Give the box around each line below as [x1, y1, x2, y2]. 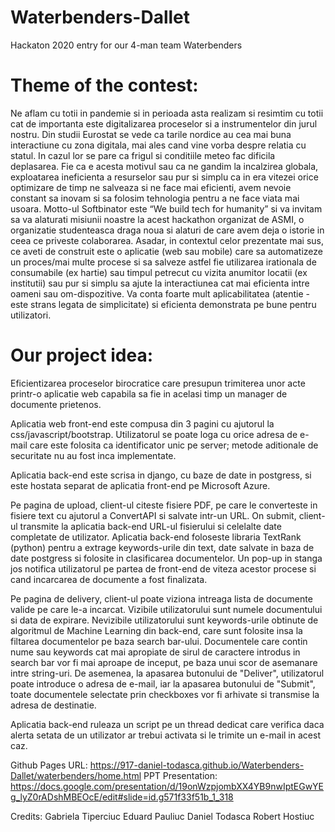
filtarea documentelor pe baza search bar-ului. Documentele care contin [10, 635, 308, 647]
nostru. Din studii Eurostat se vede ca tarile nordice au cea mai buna [10, 128, 292, 140]
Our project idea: [10, 344, 154, 367]
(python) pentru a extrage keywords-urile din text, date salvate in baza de [10, 541, 315, 553]
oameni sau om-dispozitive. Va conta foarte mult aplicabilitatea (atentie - [10, 287, 310, 300]
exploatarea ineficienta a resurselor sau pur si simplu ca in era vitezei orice [10, 171, 319, 183]
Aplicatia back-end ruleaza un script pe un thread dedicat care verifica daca [10, 718, 325, 730]
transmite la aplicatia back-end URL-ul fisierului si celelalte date [19, 520, 282, 532]
